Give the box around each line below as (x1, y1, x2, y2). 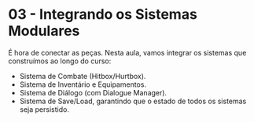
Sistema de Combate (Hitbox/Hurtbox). (19, 71, 146, 81)
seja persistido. (19, 104, 69, 114)
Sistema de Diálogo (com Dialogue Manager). (19, 88, 167, 97)
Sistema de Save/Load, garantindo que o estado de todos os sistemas (19, 96, 247, 106)
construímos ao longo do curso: (8, 56, 112, 66)
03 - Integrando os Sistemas (8, 5, 198, 23)
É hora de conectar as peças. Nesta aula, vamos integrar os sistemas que (8, 48, 247, 57)
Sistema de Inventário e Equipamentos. (19, 80, 147, 89)
